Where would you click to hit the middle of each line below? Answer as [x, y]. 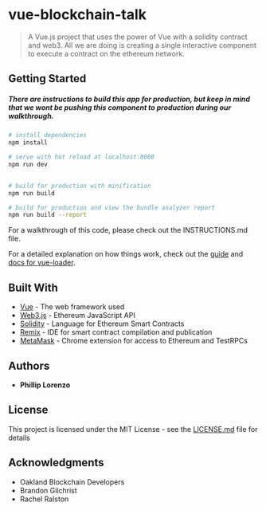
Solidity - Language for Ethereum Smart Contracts [102, 324]
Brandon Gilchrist [48, 490]
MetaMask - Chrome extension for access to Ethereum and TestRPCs [134, 341]
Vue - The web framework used [72, 307]
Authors [29, 365]
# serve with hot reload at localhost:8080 [82, 157]
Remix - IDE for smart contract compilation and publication [116, 332]
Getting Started [47, 78]
